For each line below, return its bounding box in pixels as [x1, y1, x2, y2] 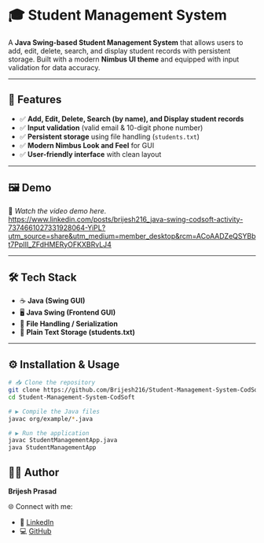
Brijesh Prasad [8, 486, 57, 496]
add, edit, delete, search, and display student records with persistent [8, 46, 231, 55]
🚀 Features [8, 93, 62, 106]
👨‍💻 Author [8, 466, 60, 479]
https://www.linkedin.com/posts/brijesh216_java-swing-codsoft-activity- [8, 214, 244, 224]
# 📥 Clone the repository [8, 379, 96, 387]
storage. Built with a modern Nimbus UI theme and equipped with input [8, 54, 240, 64]
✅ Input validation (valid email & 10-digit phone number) [19, 123, 203, 132]
